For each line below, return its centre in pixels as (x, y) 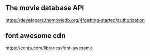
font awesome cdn (35, 36)
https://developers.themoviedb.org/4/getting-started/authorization (75, 20)
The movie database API (45, 8)
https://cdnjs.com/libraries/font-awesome (49, 48)
